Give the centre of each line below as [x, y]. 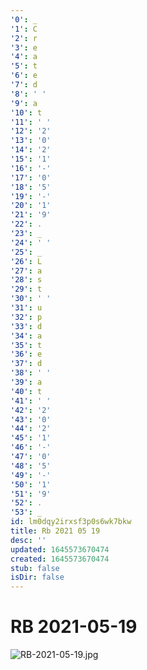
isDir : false [37, 577]
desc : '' [28, 540]
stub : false [35, 568]
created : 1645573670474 [60, 559]
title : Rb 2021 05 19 [55, 531]
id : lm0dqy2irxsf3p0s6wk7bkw [71, 522]
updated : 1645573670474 [60, 549]
